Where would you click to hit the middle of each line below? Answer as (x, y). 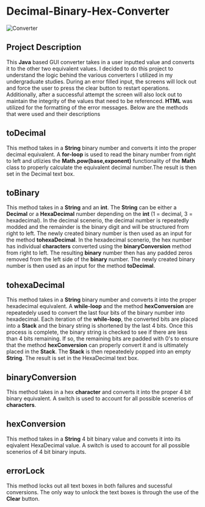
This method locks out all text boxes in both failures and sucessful (89, 486)
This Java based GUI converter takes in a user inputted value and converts (100, 62)
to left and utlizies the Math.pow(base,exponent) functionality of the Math (101, 160)
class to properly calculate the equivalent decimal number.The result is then (102, 167)
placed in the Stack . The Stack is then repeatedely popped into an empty (99, 351)
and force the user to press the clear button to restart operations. (88, 88)
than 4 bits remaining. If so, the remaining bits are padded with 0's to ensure (102, 339)
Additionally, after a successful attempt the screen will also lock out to (94, 94)
